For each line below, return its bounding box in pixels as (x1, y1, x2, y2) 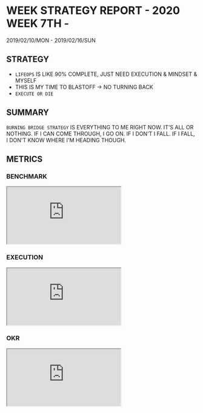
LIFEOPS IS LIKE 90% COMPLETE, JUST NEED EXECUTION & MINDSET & (15, 70, 198, 78)
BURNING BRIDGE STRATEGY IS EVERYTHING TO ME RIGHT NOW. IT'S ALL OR (6, 123, 194, 131)
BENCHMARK (6, 172, 47, 180)
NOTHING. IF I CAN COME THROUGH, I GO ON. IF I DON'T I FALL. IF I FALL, (6, 130, 195, 137)
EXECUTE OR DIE (15, 90, 54, 97)
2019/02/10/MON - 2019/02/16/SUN (6, 36, 96, 44)
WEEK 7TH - (6, 16, 70, 30)
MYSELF (15, 77, 37, 84)
